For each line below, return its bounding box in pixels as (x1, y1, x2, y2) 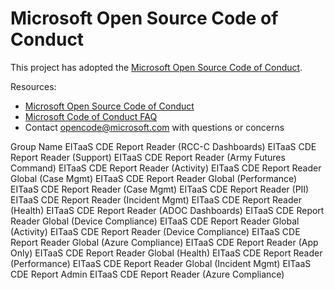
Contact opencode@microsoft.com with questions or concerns (24, 121, 285, 133)
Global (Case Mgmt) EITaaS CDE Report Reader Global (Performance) (10, 172, 298, 184)
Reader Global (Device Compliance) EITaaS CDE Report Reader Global (10, 215, 300, 227)
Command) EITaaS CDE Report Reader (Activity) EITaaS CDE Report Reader (10, 162, 322, 174)
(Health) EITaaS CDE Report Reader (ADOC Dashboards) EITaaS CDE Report (10, 204, 325, 216)
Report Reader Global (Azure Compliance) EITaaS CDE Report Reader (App (10, 236, 319, 248)
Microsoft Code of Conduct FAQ (24, 110, 158, 122)
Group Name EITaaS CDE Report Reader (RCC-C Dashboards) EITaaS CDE (10, 140, 317, 152)
